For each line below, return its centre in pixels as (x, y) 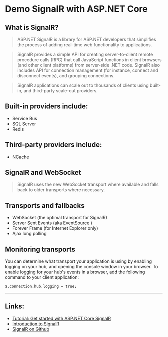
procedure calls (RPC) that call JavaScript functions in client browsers (89, 60)
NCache (21, 157)
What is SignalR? (32, 28)
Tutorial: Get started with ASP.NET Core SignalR (62, 318)
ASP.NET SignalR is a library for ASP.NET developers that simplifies (87, 39)
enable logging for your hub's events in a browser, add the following (75, 272)
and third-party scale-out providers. (61, 91)
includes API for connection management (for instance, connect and (88, 70)
